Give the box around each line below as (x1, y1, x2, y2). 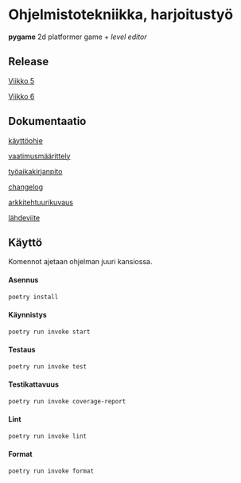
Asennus (8, 275, 39, 284)
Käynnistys (8, 310, 48, 320)
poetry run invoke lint (8, 432, 87, 440)
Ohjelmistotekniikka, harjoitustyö (8, 6, 233, 24)
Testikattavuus (8, 380, 60, 389)
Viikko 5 (8, 76, 35, 85)
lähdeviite (8, 212, 41, 222)
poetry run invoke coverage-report (8, 397, 126, 405)
